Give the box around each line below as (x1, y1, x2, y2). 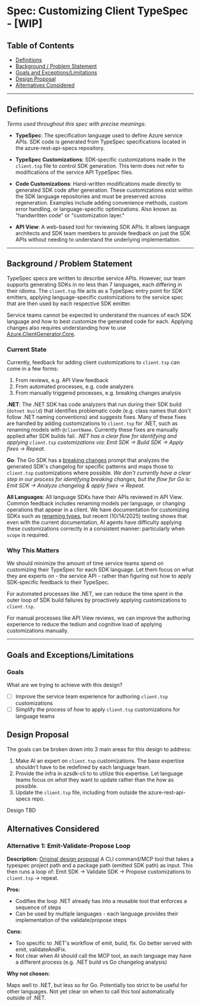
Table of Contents (7, 40, 75, 51)
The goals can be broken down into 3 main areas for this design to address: (7, 745, 192, 752)
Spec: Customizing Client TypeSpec (7, 4, 189, 18)
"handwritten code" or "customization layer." (15, 211, 125, 218)
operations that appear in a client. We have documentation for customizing (7, 506, 189, 513)
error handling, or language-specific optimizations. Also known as (15, 205, 177, 213)
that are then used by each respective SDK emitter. (7, 299, 132, 307)
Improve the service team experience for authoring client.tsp (15, 692, 168, 700)
